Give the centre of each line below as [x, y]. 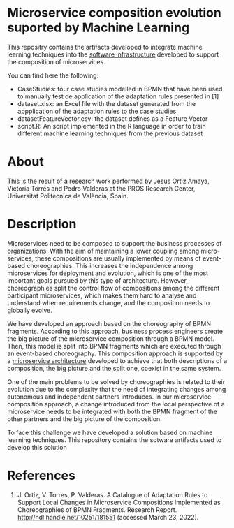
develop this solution [37, 447]
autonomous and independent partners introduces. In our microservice [109, 397]
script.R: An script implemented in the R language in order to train [111, 126]
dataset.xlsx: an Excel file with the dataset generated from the [107, 103]
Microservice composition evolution [114, 13]
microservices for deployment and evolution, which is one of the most [108, 273]
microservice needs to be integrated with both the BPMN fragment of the [112, 411]
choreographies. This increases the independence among [110, 265]
